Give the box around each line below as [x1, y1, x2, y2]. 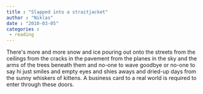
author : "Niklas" [6, 15, 53, 21]
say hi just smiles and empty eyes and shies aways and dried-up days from [6, 68, 196, 75]
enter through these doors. [6, 81, 75, 89]
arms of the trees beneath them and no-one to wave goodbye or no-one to [6, 62, 196, 69]
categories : [6, 26, 40, 32]
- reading [9, 32, 34, 38]
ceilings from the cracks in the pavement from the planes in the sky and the [6, 55, 197, 62]
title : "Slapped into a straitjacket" [6, 9, 109, 15]
